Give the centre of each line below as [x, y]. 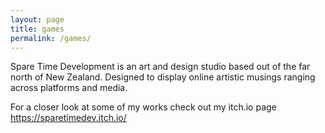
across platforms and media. [69, 88]
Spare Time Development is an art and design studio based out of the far [160, 67]
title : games [37, 29]
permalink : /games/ [51, 38]
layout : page [37, 19]
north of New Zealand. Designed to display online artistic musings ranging [163, 77]
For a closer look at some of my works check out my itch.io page [143, 107]
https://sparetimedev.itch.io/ [68, 118]
